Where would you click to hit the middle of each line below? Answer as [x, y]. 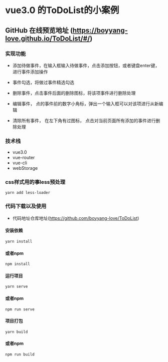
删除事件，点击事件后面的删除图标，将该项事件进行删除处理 [74, 93]
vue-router [24, 158]
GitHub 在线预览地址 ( [39, 30]
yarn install [19, 241]
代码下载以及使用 [26, 206]
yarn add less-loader [28, 193]
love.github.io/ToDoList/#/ [48, 38]
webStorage [25, 168]
